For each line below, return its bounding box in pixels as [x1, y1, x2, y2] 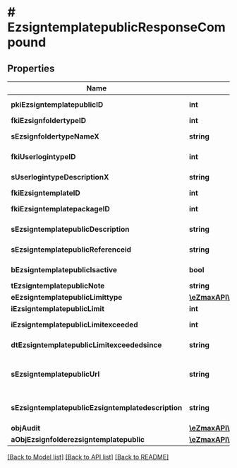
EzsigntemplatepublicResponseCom [7, 19, 226, 35]
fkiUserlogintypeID [11, 152, 76, 161]
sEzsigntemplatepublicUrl [11, 369, 100, 379]
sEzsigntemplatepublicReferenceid [11, 245, 132, 255]
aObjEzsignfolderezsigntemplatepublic [11, 435, 145, 444]
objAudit [11, 423, 41, 433]
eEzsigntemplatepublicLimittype [11, 293, 123, 302]
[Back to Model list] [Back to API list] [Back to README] [7, 453, 169, 461]
